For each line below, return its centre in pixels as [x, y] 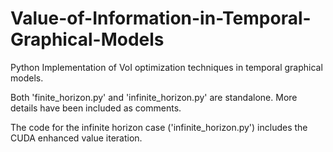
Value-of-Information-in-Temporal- [161, 18]
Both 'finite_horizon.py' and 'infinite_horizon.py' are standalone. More [154, 97]
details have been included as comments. [96, 108]
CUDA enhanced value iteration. [76, 138]
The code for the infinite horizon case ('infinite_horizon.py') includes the [159, 127]
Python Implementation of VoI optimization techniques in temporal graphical [166, 67]
